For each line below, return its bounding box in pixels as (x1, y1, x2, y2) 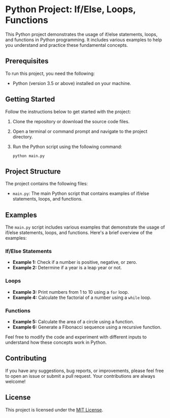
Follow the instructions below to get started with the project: (5, 108, 131, 115)
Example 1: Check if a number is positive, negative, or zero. (12, 259, 138, 265)
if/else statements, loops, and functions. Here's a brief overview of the (5, 230, 153, 236)
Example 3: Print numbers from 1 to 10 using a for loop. (12, 289, 129, 295)
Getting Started (5, 95, 55, 104)
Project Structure (5, 167, 61, 176)
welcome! (5, 378, 26, 384)
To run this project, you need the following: (5, 70, 95, 76)
